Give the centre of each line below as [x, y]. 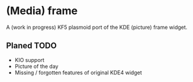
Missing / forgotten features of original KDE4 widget [78, 73]
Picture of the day [36, 66]
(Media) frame [42, 11]
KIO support [29, 60]
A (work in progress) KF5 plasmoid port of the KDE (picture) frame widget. [97, 27]
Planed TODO [32, 46]
